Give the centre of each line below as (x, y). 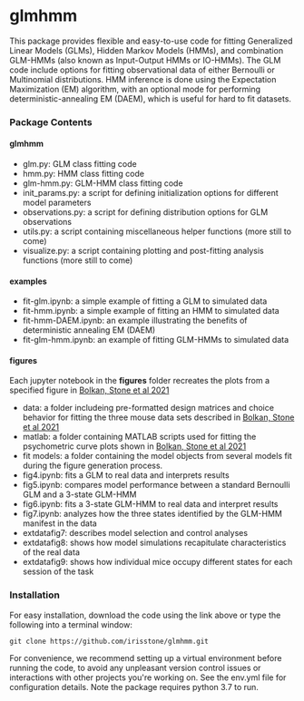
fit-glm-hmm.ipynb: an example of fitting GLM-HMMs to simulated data (156, 340)
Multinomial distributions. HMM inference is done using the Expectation (143, 79)
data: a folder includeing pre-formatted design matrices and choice (148, 408)
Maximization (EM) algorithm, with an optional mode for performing (135, 89)
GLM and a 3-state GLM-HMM (79, 494)
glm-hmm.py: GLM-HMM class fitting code (103, 183)
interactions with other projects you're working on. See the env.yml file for (148, 677)
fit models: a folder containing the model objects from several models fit (157, 456)
